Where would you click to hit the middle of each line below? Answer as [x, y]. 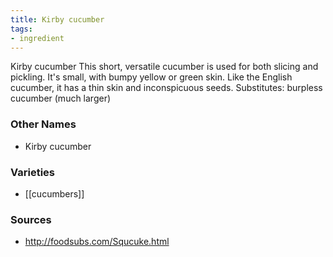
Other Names [43, 124]
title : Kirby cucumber [57, 19]
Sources [31, 219]
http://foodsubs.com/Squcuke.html [97, 242]
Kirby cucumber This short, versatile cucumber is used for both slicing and [164, 67]
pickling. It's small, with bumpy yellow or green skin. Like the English [151, 77]
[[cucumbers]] [54, 193]
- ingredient [37, 38]
